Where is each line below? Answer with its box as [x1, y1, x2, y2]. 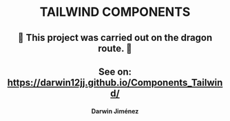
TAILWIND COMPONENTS [39, 4, 191, 20]
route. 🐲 [98, 42, 132, 54]
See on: [98, 66, 132, 77]
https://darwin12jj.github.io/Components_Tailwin [7, 77, 223, 89]
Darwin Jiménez [91, 106, 139, 115]
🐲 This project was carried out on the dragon [17, 32, 213, 44]
